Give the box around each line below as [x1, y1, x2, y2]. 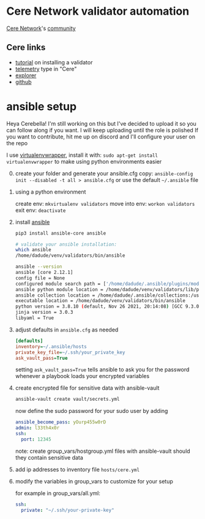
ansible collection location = [15, 292, 95, 298]
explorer [15, 72, 37, 79]
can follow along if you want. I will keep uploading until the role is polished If [6, 126, 199, 134]
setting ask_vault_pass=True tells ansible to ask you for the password [15, 366, 190, 373]
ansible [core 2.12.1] [15, 270, 73, 276]
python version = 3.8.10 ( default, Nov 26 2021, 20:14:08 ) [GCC [15, 303, 183, 310]
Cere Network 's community [6, 25, 76, 32]
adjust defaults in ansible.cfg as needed [15, 326, 119, 333]
